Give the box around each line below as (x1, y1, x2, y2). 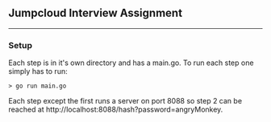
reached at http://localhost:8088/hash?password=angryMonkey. (8, 104, 223, 115)
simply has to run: (8, 67, 68, 76)
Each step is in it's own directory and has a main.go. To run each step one (8, 58, 254, 67)
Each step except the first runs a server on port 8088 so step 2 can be (8, 96, 243, 106)
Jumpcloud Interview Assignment (8, 6, 183, 20)
